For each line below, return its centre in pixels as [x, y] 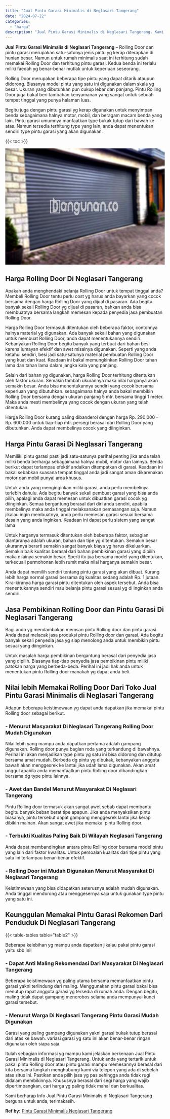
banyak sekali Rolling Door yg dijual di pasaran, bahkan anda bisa [73, 307]
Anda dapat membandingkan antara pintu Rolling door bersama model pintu [84, 847]
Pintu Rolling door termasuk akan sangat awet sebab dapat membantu [78, 807]
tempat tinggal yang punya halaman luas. [48, 100]
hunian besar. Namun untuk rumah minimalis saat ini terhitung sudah [77, 58]
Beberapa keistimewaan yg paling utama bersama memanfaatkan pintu [79, 981]
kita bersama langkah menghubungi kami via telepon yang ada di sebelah [82, 1069]
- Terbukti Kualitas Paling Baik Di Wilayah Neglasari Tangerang [84, 836]
